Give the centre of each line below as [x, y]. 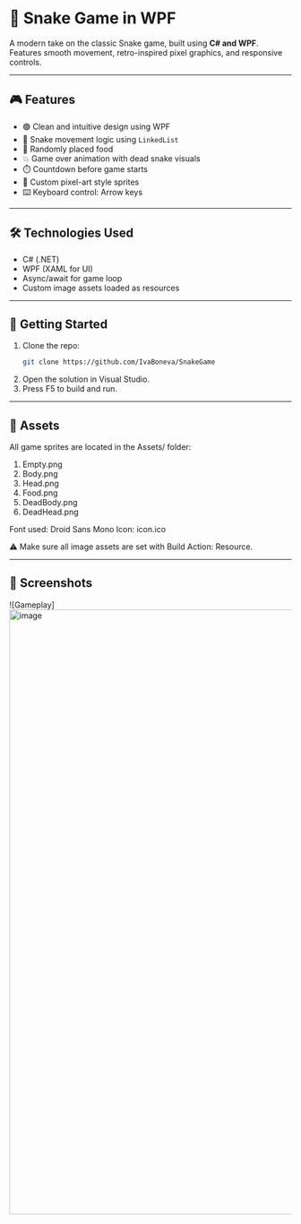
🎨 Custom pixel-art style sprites [81, 182]
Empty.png [42, 464]
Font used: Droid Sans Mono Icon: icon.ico [88, 530]
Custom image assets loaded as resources [101, 288]
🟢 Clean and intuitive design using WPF [96, 126]
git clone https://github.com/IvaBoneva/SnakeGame [119, 362]
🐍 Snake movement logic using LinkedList [100, 139]
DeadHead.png [50, 512]
